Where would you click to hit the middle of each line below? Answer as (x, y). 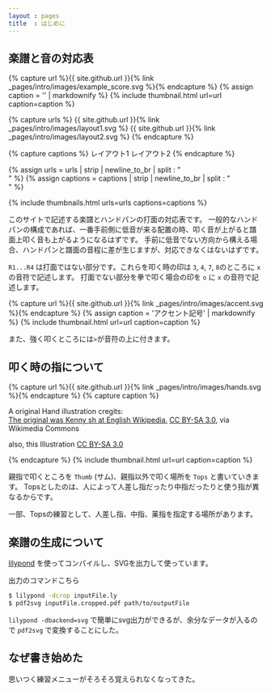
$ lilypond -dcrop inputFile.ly (63, 595)
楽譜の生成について (56, 542)
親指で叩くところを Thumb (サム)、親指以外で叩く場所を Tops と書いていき (130, 477)
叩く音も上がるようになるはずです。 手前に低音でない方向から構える (136, 240)
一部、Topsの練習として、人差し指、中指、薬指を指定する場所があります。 (133, 514)
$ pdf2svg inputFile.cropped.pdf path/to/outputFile (99, 603)
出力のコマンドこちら (44, 580)
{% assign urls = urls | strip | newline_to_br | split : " (95, 170)
